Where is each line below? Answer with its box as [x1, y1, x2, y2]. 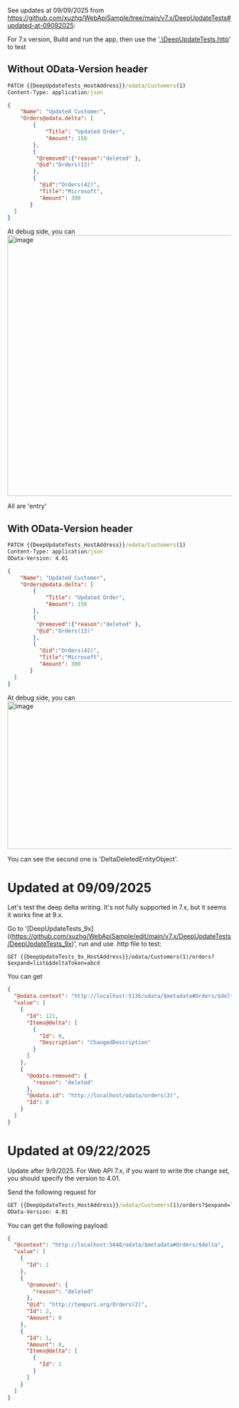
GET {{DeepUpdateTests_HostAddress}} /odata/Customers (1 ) [7, 1201, 180, 1208]
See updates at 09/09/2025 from [7, 6, 105, 14]
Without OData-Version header [7, 63, 148, 76]
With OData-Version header [7, 522, 133, 534]
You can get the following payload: [7, 1221, 109, 1230]
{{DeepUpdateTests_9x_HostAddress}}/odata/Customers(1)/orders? [20, 954, 215, 961]
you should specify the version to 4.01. [7, 1173, 121, 1183]
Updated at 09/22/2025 [7, 1143, 151, 1158]
